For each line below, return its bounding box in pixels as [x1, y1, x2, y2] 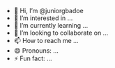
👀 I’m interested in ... [13, 14, 73, 22]
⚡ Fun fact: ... [13, 54, 52, 62]
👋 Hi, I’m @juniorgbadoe [13, 7, 84, 15]
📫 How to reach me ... [13, 37, 79, 44]
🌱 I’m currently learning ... [13, 22, 89, 29]
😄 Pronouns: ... [13, 46, 59, 55]
